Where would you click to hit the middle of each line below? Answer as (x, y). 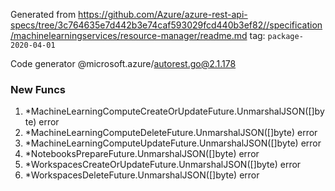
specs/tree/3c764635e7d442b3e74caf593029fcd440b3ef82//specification (166, 25)
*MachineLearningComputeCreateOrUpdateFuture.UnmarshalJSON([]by (174, 111)
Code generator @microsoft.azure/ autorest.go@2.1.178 (123, 63)
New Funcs (38, 89)
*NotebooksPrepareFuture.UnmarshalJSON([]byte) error (142, 154)
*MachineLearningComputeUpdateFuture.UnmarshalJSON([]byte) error (173, 143)
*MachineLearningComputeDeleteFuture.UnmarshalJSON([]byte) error (171, 133)
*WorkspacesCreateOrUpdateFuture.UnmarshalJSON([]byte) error (163, 165)
